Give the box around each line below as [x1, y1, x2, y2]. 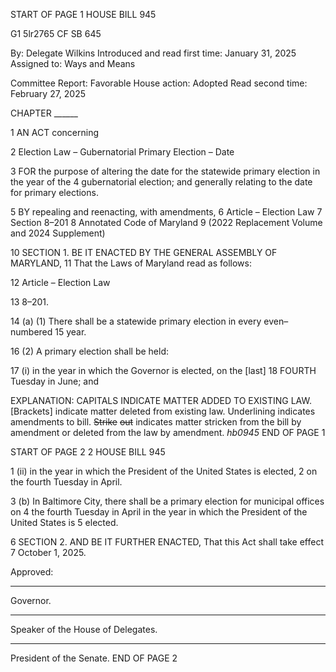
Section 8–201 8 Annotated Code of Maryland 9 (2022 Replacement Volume [10, 217, 323, 228]
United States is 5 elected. [10, 517, 119, 528]
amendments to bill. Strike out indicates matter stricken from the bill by [10, 416, 302, 428]
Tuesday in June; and [10, 375, 100, 387]
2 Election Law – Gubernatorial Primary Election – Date [10, 146, 235, 158]
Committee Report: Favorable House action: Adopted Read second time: [10, 77, 308, 89]
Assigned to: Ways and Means [10, 58, 136, 69]
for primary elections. [10, 187, 99, 198]
